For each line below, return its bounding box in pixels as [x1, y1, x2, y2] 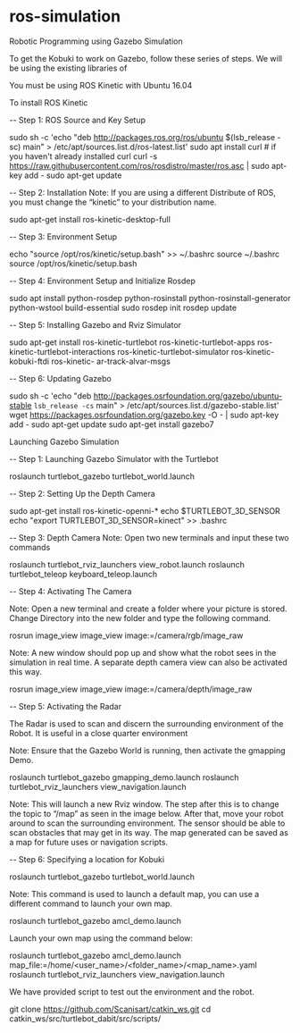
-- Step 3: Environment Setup [9, 231, 118, 242]
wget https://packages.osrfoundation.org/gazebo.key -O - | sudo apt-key [9, 409, 279, 420]
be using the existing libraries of [9, 63, 128, 73]
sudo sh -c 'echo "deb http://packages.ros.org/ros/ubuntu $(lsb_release [9, 131, 275, 142]
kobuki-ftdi [9, 356, 50, 366]
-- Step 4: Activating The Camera [9, 585, 132, 596]
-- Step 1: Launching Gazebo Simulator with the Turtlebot [9, 453, 219, 464]
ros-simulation [9, 6, 121, 27]
